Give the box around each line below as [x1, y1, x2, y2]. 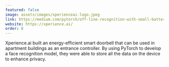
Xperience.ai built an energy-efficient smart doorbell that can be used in [5, 40, 155, 46]
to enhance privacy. [5, 56, 46, 62]
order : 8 [5, 26, 24, 31]
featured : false [5, 7, 39, 13]
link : [5, 17, 17, 22]
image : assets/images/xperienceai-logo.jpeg [5, 12, 100, 17]
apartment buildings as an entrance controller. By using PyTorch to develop [5, 45, 161, 51]
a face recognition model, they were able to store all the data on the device [5, 51, 160, 57]
